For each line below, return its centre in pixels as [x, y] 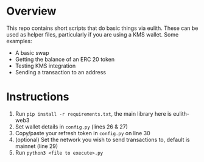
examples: [19, 41]
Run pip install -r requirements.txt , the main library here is [93, 113]
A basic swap [32, 52]
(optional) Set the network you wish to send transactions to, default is [102, 139]
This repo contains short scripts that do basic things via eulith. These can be [102, 28]
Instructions [38, 97]
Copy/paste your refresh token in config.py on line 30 [83, 133]
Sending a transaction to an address [61, 72]
